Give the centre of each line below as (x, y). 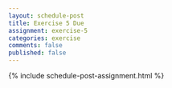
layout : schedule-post (46, 16)
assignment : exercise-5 (48, 30)
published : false (37, 53)
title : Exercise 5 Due (46, 23)
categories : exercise (45, 38)
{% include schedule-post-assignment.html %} (86, 76)
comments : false (35, 46)
